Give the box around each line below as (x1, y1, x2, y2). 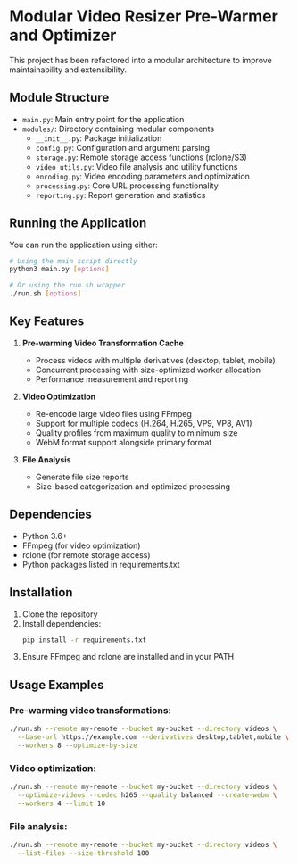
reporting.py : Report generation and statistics (35, 189, 206, 200)
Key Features (9, 314, 85, 329)
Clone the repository (21, 609, 98, 620)
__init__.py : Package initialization (35, 132, 162, 144)
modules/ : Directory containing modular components (21, 123, 215, 134)
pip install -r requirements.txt (21, 636, 147, 645)
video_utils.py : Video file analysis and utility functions (35, 161, 238, 171)
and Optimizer (9, 25, 117, 46)
